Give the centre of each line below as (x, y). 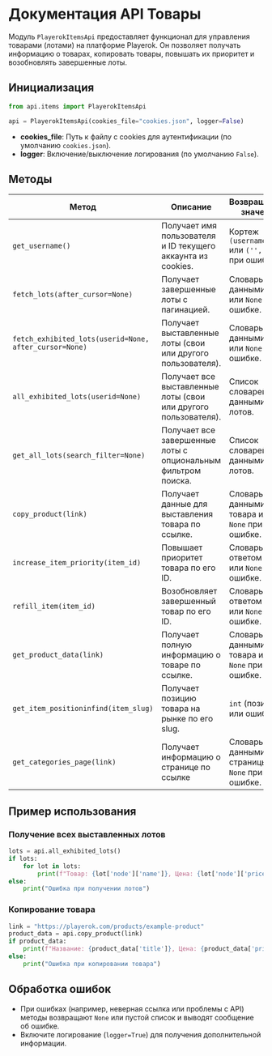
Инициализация (51, 88)
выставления (187, 514)
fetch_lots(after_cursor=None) (73, 295)
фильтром (181, 471)
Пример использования (72, 811)
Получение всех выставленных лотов (87, 834)
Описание (191, 207)
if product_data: (38, 941)
